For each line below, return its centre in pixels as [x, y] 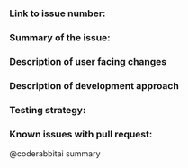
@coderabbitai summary [55, 153]
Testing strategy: [48, 110]
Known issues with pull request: [81, 134]
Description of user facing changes [88, 61]
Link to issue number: [58, 13]
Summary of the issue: [60, 37]
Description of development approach [94, 85]
